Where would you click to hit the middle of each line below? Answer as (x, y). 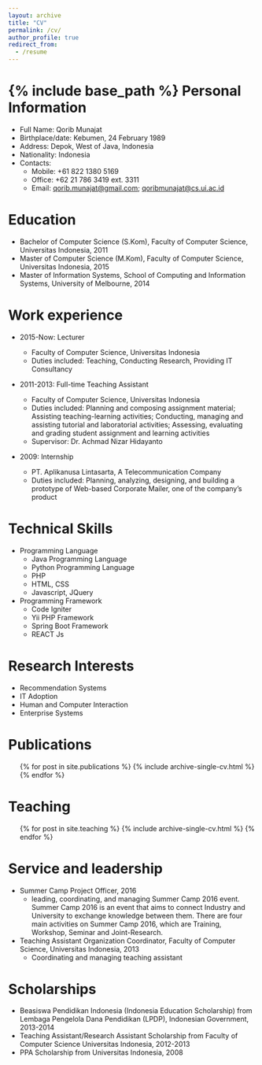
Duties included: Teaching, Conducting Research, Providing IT (132, 361)
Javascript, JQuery (62, 592)
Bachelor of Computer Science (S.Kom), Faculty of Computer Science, (134, 242)
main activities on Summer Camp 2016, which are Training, (126, 924)
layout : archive (35, 15)
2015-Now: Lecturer (52, 337)
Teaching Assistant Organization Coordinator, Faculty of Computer (127, 941)
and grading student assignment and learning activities (120, 433)
